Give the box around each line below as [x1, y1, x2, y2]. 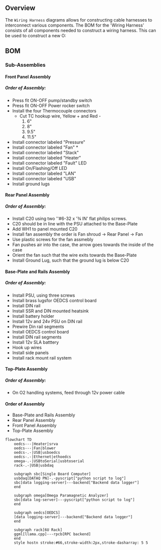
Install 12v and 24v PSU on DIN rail [12, 318, 82, 324]
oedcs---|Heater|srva [14, 441, 58, 446]
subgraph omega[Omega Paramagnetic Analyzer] [14, 493, 109, 498]
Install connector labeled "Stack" [12, 149, 79, 155]
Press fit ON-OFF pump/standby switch [12, 97, 92, 103]
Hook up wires [12, 344, 42, 350]
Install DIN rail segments [12, 334, 62, 340]
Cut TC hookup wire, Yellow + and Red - [19, 113, 101, 119]
